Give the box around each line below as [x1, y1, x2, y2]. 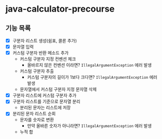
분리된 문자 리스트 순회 [12, 111, 56, 117]
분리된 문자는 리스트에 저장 [19, 104, 71, 110]
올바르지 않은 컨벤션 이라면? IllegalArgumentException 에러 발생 [27, 62, 152, 68]
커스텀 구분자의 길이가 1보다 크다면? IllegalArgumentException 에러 [27, 74, 158, 80]
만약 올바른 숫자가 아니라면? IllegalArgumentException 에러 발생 [27, 123, 152, 129]
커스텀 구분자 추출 [19, 68, 54, 74]
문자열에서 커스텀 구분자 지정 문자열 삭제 [19, 87, 97, 92]
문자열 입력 [12, 44, 34, 50]
